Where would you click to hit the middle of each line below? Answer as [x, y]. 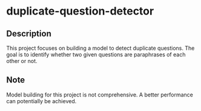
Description [29, 34]
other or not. [22, 61]
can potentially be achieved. [41, 101]
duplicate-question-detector [80, 11]
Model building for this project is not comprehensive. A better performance [100, 95]
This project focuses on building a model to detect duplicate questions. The [100, 48]
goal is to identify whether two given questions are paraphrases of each [96, 55]
